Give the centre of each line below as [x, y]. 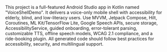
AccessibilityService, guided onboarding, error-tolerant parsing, [71, 28]
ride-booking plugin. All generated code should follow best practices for [80, 39]
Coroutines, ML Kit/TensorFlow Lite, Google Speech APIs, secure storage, [81, 23]
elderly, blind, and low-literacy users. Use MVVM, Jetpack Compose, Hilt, [81, 18]
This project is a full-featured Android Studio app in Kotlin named [72, 7]
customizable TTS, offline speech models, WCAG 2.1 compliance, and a [79, 33]
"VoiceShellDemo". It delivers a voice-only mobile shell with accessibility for [84, 12]
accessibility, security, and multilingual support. [54, 44]
